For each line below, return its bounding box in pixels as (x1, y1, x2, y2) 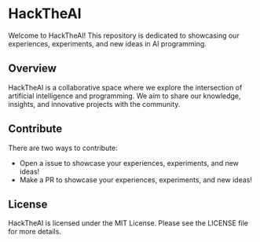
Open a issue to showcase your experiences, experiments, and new (19, 158, 240, 167)
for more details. (8, 227, 61, 236)
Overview (8, 62, 57, 75)
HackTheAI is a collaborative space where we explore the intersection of (8, 82, 243, 92)
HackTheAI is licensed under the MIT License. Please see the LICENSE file (8, 218, 249, 228)
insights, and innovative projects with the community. (8, 99, 181, 108)
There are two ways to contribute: (8, 143, 118, 152)
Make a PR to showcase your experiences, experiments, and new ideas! (19, 174, 253, 185)
